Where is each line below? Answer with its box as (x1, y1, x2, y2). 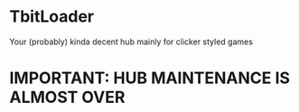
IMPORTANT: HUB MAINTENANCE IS (9, 68, 291, 89)
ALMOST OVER (9, 88, 126, 107)
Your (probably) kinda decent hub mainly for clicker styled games (9, 36, 253, 47)
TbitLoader (9, 6, 95, 27)
